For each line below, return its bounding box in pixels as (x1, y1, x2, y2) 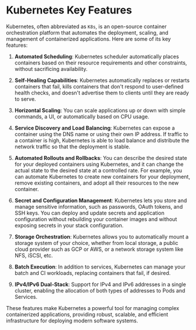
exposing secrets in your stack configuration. (14, 222, 124, 229)
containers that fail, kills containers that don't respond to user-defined (14, 83, 184, 90)
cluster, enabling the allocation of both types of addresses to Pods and (14, 287, 185, 294)
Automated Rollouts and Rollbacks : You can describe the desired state (14, 154, 187, 161)
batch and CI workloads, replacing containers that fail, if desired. (14, 269, 171, 276)
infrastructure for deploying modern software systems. (6, 317, 139, 324)
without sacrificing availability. (14, 65, 88, 72)
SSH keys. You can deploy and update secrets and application (14, 209, 165, 216)
